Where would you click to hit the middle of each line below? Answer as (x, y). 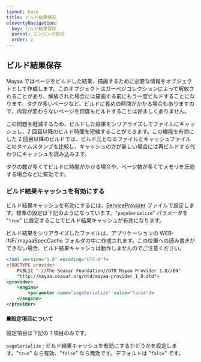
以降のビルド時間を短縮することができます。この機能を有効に (118, 131)
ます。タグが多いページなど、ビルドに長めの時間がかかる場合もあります (100, 103)
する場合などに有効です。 (37, 174)
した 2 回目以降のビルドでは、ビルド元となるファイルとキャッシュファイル (98, 139)
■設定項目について (30, 318)
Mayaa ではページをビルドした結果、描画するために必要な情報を (86, 81)
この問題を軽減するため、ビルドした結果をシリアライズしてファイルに (93, 124)
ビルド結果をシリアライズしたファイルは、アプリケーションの (82, 233)
